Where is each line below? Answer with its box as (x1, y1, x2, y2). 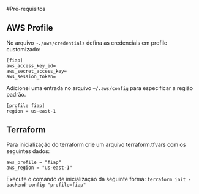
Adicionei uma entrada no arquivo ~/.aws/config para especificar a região (6, 84, 193, 91)
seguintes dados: (6, 147, 50, 155)
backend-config (6, 182, 45, 188)
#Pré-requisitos (6, 6, 46, 12)
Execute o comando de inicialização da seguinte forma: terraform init (6, 175, 186, 182)
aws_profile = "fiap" (6, 159, 62, 165)
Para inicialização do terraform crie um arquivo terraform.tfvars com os (6, 141, 186, 148)
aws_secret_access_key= (6, 68, 67, 74)
